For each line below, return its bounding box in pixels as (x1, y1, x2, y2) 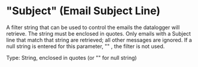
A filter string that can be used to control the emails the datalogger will (6, 24, 180, 31)
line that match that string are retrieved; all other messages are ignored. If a (6, 36, 193, 43)
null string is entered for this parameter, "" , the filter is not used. (6, 43, 165, 50)
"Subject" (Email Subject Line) (6, 4, 160, 18)
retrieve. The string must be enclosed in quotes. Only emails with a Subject (6, 30, 191, 37)
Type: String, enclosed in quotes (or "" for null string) (6, 54, 137, 61)
